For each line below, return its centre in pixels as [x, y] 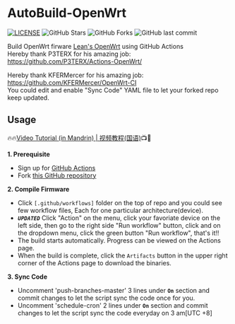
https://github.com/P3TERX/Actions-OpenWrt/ [75, 61]
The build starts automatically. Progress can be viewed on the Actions [119, 240]
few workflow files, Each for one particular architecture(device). [110, 210]
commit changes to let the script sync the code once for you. [106, 298]
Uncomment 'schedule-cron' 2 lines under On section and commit [113, 305]
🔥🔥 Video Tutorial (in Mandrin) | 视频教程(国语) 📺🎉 [79, 138]
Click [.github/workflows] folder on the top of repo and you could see [120, 202]
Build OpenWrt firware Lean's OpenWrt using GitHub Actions [95, 46]
